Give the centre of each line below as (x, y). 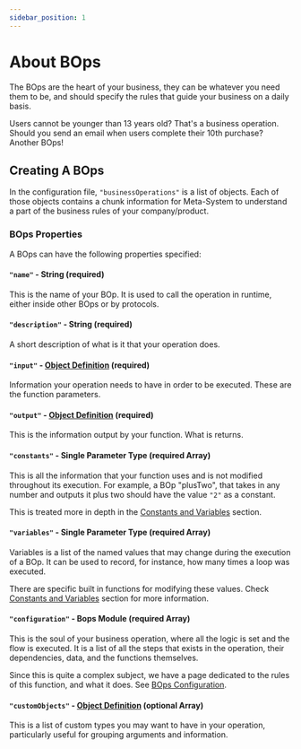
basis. (20, 106)
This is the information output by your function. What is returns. (126, 435)
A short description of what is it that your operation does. (115, 344)
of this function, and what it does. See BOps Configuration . (118, 685)
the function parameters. (55, 395)
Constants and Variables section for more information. (109, 598)
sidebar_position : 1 (48, 17)
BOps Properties (46, 234)
